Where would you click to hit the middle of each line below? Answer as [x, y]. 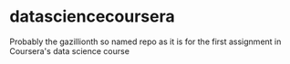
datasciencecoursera [92, 17]
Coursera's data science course [70, 50]
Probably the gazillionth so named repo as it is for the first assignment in [145, 41]
